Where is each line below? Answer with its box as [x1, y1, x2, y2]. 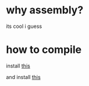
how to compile [6, 43, 82, 56]
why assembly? [6, 3, 84, 17]
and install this [6, 73, 41, 80]
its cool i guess [6, 23, 42, 30]
